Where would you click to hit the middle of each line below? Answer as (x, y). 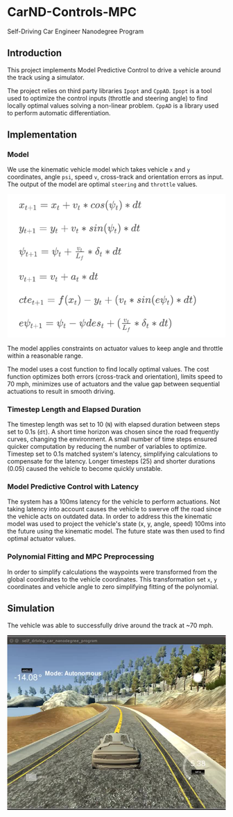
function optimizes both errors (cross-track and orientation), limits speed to (115, 377)
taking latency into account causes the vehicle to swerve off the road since (114, 509)
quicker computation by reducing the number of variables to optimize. (107, 447)
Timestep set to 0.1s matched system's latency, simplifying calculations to (113, 454)
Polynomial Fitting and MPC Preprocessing (81, 556)
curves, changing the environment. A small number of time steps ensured (112, 439)
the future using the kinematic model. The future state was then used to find (116, 531)
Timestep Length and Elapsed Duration (74, 409)
